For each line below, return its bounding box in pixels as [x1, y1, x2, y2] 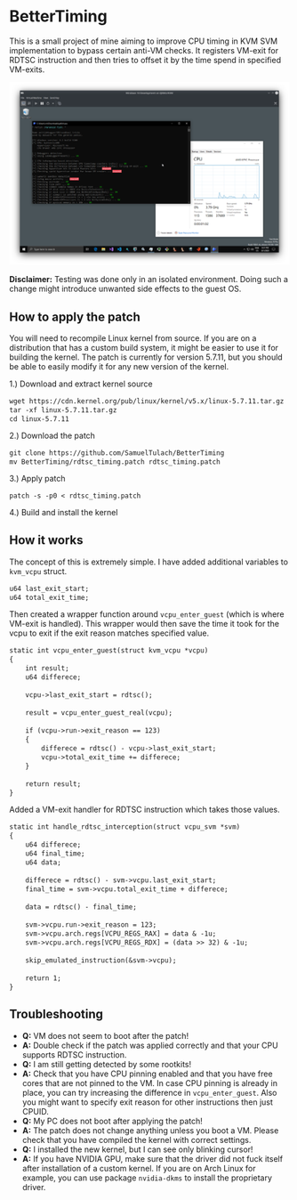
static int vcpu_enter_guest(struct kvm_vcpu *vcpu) [9, 645, 209, 655]
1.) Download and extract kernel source [9, 378, 153, 389]
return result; [25, 779, 82, 789]
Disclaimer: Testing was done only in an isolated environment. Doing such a [9, 274, 289, 285]
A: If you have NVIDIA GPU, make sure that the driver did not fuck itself [21, 1153, 283, 1164]
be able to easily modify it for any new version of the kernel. [9, 361, 229, 372]
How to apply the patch [9, 309, 140, 324]
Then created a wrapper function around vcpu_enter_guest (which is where [9, 608, 285, 620]
